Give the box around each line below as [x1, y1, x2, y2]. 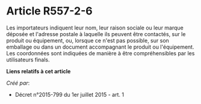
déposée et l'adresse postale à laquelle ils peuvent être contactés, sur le [6, 30, 186, 37]
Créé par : [6, 79, 30, 87]
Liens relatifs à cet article [6, 67, 71, 75]
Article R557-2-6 [6, 4, 93, 18]
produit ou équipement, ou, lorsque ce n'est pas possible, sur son [6, 37, 170, 44]
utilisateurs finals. [6, 56, 50, 63]
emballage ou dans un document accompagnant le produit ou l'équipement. [6, 43, 194, 50]
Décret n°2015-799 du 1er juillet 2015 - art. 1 [14, 91, 125, 98]
